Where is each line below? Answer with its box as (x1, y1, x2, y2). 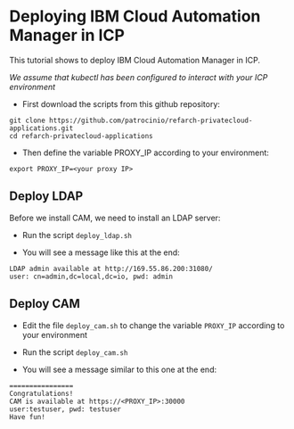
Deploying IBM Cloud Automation (9, 6, 261, 27)
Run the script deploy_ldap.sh (21, 229, 132, 240)
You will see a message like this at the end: (21, 247, 180, 258)
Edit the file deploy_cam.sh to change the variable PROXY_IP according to (21, 319, 285, 331)
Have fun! (9, 412, 46, 421)
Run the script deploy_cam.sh (21, 346, 128, 358)
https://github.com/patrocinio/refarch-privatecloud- (48, 116, 253, 125)
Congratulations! (9, 389, 74, 398)
